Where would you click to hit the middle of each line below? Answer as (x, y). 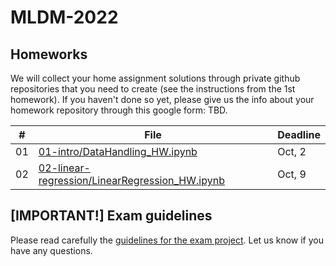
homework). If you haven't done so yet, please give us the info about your (162, 99)
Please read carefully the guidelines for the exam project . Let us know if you (167, 240)
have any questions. (51, 250)
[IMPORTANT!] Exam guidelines (111, 216)
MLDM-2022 (64, 17)
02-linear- (64, 168)
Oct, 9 (292, 174)
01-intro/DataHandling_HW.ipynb (118, 151)
